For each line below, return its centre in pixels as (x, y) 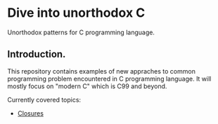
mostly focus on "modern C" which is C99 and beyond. (87, 86)
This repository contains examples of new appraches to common (101, 71)
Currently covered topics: (44, 99)
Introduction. (37, 54)
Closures (31, 113)
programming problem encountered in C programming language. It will (109, 78)
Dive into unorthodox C (76, 13)
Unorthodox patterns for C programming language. (81, 32)
